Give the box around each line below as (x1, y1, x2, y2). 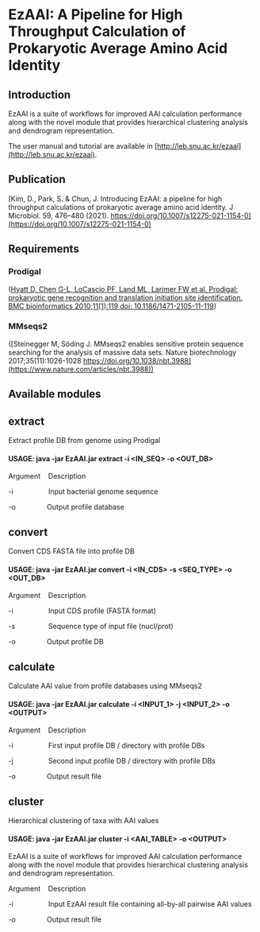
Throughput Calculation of (8, 22, 186, 41)
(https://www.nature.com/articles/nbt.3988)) (8, 364, 155, 374)
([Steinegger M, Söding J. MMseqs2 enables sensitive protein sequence (8, 339, 244, 348)
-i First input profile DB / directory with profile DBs (8, 741, 205, 751)
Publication (8, 173, 66, 186)
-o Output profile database (8, 503, 124, 512)
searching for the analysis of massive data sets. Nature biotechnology (8, 348, 237, 357)
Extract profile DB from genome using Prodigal (8, 436, 161, 445)
